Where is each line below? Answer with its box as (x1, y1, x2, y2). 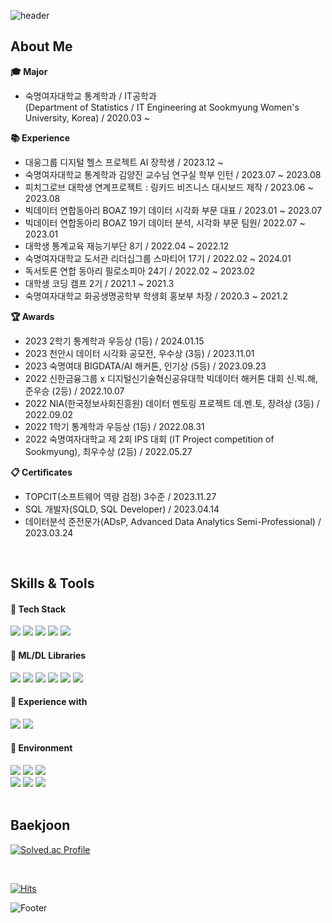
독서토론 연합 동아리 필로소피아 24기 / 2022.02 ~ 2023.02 (24, 265, 255, 277)
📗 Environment (10, 742, 73, 754)
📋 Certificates (10, 466, 73, 478)
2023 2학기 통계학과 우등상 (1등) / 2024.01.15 (24, 335, 205, 347)
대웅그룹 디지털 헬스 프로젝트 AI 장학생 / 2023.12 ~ (24, 156, 224, 168)
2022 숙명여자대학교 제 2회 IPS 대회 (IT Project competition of (24, 433, 275, 445)
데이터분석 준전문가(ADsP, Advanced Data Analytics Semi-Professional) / (24, 515, 322, 527)
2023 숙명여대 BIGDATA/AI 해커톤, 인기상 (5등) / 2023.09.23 (24, 360, 267, 372)
